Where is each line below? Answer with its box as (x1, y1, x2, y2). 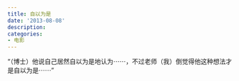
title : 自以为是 (7, 10, 51, 18)
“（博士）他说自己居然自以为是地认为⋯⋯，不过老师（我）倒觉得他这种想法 (7, 58, 226, 66)
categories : (7, 30, 43, 38)
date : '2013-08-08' (7, 17, 66, 24)
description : (7, 23, 46, 31)
